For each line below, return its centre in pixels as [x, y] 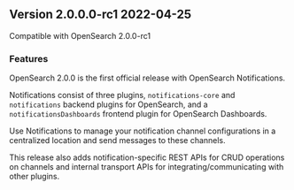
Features [29, 58]
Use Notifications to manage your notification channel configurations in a [143, 131]
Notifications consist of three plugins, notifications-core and [122, 95]
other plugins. [35, 177]
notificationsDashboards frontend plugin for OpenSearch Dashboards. [138, 114]
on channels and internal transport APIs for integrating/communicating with [147, 167]
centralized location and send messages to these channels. [117, 141]
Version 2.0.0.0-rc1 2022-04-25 [101, 15]
